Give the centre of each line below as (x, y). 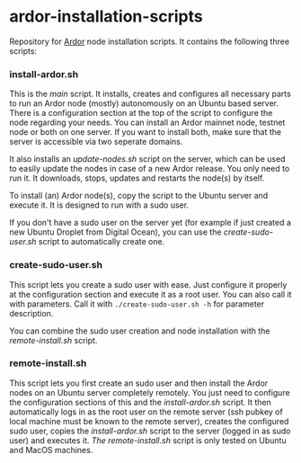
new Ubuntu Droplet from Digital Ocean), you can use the (115, 232)
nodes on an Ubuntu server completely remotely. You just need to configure (150, 392)
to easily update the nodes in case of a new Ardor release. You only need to (150, 169)
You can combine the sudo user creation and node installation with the (140, 331)
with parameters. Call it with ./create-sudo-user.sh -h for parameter (137, 304)
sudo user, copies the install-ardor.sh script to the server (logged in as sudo (150, 431)
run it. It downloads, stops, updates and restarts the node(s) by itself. (137, 178)
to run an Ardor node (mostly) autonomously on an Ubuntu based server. (144, 103)
